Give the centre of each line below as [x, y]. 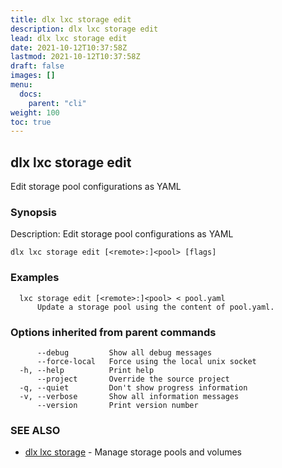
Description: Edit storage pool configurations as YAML [122, 234]
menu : [21, 85]
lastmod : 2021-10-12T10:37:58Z [75, 57]
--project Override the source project [133, 379]
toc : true [31, 122]
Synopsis [33, 212]
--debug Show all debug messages [124, 352]
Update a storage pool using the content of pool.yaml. [155, 307]
